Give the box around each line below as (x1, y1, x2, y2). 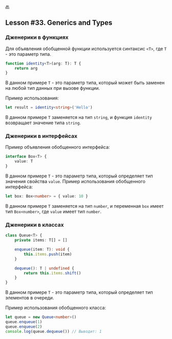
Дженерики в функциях (5, 34, 69, 41)
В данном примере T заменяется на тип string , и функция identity (5, 114, 152, 121)
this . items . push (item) (24, 251, 72, 257)
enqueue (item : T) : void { (14, 247, 70, 252)
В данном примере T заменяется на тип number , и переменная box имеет (5, 203, 164, 209)
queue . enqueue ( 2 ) (5, 324, 42, 329)
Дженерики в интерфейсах (5, 132, 78, 139)
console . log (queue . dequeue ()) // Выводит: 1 (5, 329, 102, 334)
